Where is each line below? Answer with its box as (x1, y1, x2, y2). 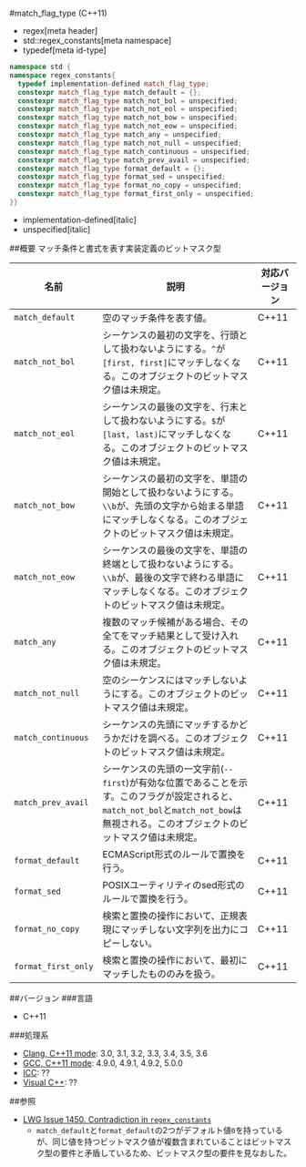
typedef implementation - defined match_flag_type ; (17, 79, 209, 88)
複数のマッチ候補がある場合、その (102, 615, 249, 628)
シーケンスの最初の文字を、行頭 (102, 328, 240, 341)
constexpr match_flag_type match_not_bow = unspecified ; (17, 113, 239, 122)
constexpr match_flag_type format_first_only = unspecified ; (17, 189, 255, 199)
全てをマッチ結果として (102, 629, 203, 641)
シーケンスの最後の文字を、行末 (102, 400, 240, 413)
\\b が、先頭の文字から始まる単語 (102, 499, 244, 512)
